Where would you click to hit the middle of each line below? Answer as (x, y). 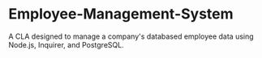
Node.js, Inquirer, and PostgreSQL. (66, 44)
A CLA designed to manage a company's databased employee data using (131, 36)
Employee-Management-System (121, 14)
